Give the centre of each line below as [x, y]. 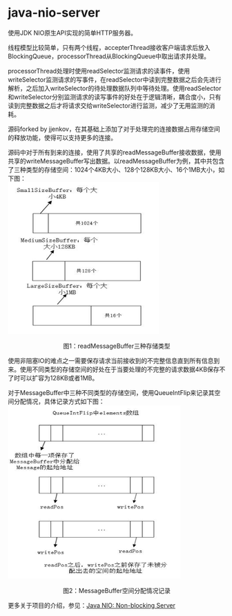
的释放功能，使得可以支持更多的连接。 [62, 137]
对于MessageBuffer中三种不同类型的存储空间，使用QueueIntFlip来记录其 [111, 392]
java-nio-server [54, 13]
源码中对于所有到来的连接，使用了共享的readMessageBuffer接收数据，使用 [115, 152]
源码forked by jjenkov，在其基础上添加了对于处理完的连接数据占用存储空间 [114, 129]
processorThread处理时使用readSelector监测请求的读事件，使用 [99, 71]
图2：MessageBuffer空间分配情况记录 [117, 590]
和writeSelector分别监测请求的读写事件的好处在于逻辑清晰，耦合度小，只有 [115, 97]
